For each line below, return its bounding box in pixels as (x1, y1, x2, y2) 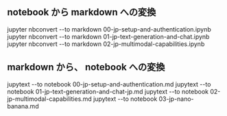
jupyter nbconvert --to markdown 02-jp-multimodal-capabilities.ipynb (7, 40, 205, 48)
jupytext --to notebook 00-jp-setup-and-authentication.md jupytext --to (7, 80, 211, 88)
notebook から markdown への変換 (7, 6, 156, 19)
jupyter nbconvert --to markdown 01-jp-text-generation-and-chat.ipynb (7, 32, 210, 40)
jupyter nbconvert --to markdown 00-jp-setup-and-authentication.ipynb (7, 25, 211, 33)
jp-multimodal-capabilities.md (7, 95, 93, 103)
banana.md (7, 102, 39, 110)
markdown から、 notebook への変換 (7, 61, 165, 73)
